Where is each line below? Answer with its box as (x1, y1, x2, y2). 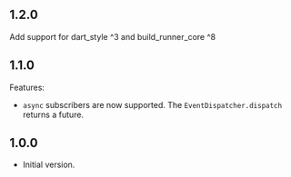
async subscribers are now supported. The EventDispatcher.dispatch (22, 99, 283, 110)
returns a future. (22, 109, 85, 120)
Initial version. (22, 159, 75, 171)
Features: (9, 82, 45, 93)
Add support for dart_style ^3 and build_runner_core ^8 (9, 31, 216, 42)
